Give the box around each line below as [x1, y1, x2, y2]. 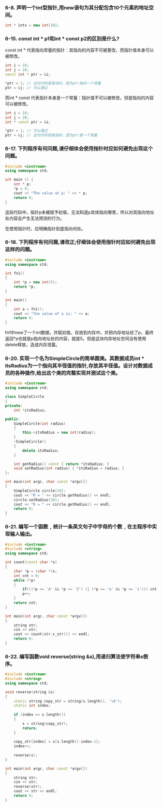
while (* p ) [14, 578, 36, 583]
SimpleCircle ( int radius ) [14, 421, 66, 426]
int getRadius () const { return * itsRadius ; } [14, 462, 109, 466]
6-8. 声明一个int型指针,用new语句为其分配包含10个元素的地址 [5, 4, 149, 11]
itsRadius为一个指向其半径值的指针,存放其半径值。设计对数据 [5, 362, 148, 369]
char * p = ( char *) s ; [14, 568, 57, 574]
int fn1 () [5, 271, 25, 275]
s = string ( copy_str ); [22, 721, 68, 726]
